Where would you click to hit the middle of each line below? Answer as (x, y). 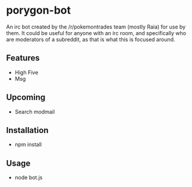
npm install (28, 145)
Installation (27, 130)
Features (23, 58)
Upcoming (26, 98)
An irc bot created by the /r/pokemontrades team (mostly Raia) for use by (96, 27)
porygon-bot (39, 10)
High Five (26, 72)
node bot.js (29, 178)
